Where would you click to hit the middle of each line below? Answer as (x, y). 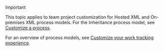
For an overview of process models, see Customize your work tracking (79, 38)
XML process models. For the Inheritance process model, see (90, 22)
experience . (18, 43)
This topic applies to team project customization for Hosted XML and (77, 17)
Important (16, 7)
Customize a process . (28, 28)
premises (15, 22)
